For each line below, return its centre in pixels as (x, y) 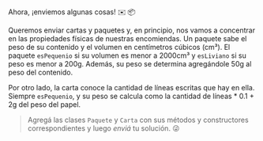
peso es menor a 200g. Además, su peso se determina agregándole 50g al (130, 64)
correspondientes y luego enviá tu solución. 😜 (103, 128)
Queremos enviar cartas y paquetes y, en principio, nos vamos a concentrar (132, 30)
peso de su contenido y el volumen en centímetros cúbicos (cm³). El (119, 47)
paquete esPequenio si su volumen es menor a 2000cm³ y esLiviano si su (127, 55)
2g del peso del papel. (45, 105)
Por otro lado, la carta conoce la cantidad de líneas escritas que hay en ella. (131, 88)
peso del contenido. (41, 72)
